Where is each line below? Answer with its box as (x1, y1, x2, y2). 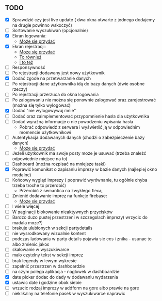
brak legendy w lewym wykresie (12, 257, 77, 264)
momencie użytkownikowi (19, 129, 72, 135)
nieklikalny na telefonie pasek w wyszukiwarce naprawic (12, 290, 126, 296)
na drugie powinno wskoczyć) (12, 22, 73, 28)
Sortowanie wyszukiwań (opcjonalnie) (12, 27, 88, 33)
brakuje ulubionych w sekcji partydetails (12, 225, 93, 231)
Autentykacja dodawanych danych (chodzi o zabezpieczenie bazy (12, 134, 145, 140)
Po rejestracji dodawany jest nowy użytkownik (12, 70, 105, 76)
